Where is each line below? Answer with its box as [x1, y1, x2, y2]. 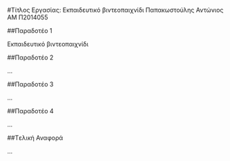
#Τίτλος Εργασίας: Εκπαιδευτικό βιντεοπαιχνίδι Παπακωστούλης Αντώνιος [7, 6, 224, 14]
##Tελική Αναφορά [7, 134, 64, 142]
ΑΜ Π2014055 [7, 13, 48, 21]
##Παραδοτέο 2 [7, 53, 54, 61]
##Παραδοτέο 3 [7, 80, 54, 88]
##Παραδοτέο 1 [7, 27, 52, 35]
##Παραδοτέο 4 [7, 107, 54, 115]
